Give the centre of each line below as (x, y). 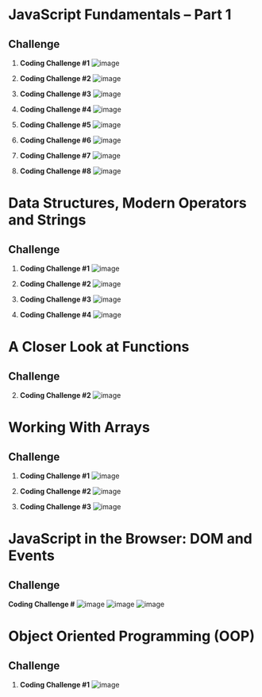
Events (32, 556)
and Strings (47, 220)
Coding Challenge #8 (55, 171)
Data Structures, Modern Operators (128, 203)
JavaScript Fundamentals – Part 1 (120, 15)
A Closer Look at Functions (99, 347)
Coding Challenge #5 (55, 125)
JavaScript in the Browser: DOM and (130, 539)
